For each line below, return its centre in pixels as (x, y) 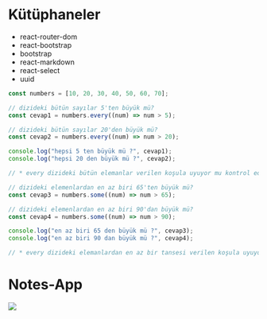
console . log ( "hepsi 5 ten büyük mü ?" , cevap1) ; (90, 152)
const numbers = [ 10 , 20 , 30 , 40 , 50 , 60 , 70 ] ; (89, 93)
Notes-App (46, 285)
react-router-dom (48, 37)
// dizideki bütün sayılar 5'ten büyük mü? (81, 108)
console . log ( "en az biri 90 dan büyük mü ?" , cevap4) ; (101, 239)
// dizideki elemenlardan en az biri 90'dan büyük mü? (101, 209)
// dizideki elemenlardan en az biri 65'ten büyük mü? (101, 187)
